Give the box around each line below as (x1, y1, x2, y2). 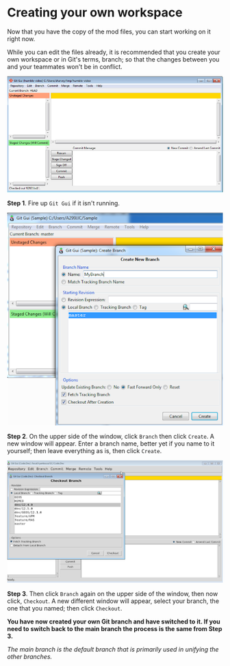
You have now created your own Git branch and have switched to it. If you (7, 617, 220, 626)
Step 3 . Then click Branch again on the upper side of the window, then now (7, 590, 218, 598)
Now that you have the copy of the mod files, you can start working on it (7, 27, 211, 36)
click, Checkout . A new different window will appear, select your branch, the (7, 597, 220, 605)
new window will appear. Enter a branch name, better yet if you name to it (7, 439, 215, 448)
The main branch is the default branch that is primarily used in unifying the (7, 645, 219, 654)
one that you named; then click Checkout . (7, 604, 123, 613)
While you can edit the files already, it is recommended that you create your (7, 48, 220, 56)
